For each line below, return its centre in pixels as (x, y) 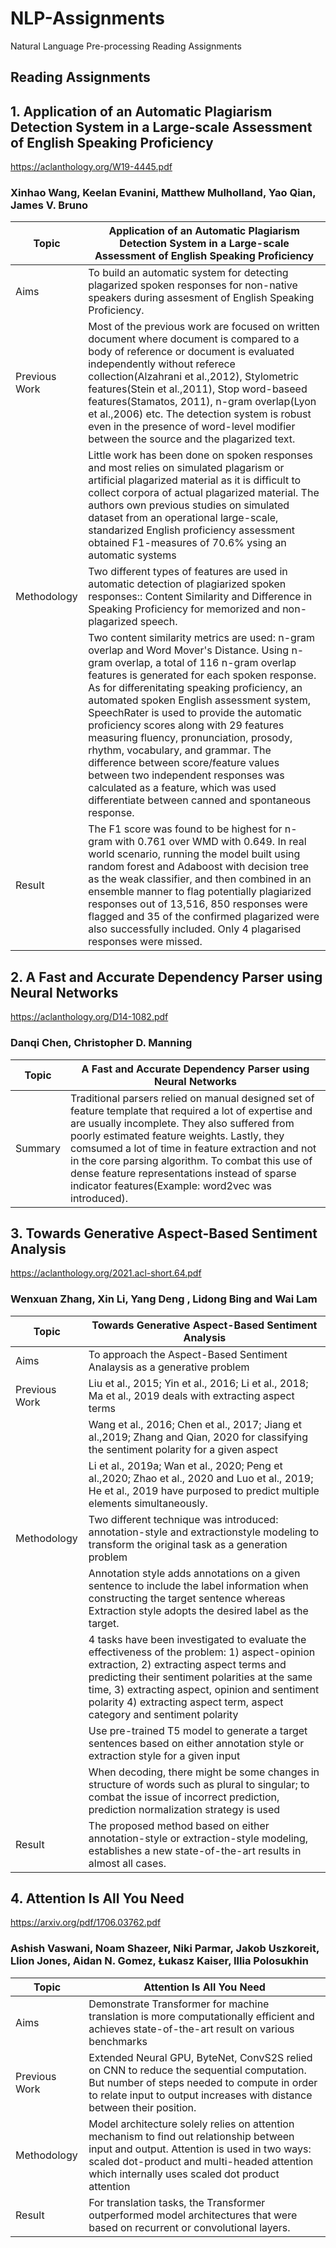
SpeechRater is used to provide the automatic (195, 713)
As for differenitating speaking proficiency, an (195, 688)
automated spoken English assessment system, (199, 700)
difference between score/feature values (184, 763)
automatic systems (132, 555)
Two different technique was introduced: (183, 1519)
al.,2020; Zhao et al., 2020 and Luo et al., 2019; (201, 1478)
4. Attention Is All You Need (97, 1898)
